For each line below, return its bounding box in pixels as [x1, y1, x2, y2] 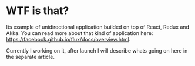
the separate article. [6, 53, 55, 60]
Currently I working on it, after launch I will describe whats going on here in [6, 47, 188, 54]
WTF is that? [6, 4, 69, 18]
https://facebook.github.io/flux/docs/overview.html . [6, 36, 131, 43]
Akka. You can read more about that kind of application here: [6, 29, 153, 36]
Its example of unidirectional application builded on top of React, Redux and [6, 23, 190, 30]
